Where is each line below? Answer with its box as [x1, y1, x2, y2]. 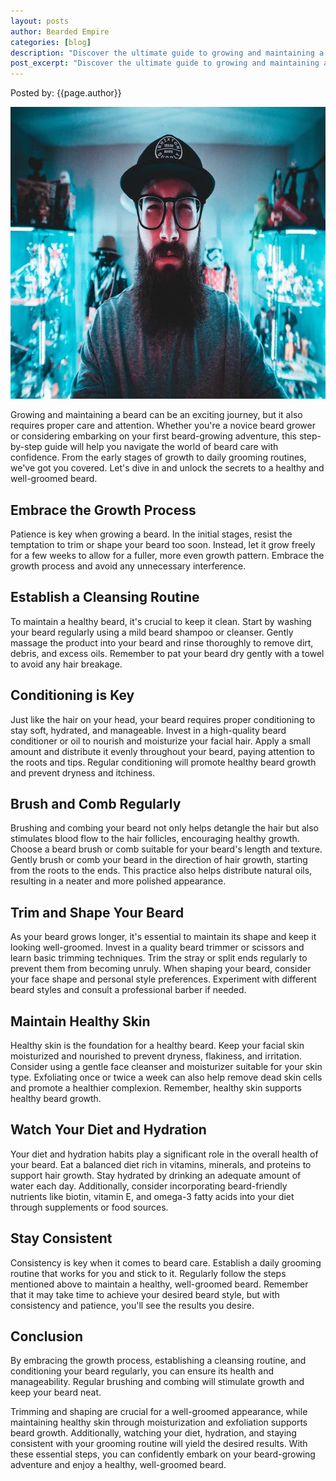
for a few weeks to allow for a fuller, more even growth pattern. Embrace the [10, 549, 325, 561]
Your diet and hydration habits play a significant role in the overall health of [10, 1148, 319, 1160]
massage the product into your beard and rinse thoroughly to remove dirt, [10, 636, 314, 649]
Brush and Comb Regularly [10, 795, 182, 812]
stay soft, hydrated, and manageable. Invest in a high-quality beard [10, 724, 287, 736]
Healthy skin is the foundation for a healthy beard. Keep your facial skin [10, 1040, 305, 1051]
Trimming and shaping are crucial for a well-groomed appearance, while [10, 1406, 308, 1418]
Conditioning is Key [10, 687, 135, 704]
